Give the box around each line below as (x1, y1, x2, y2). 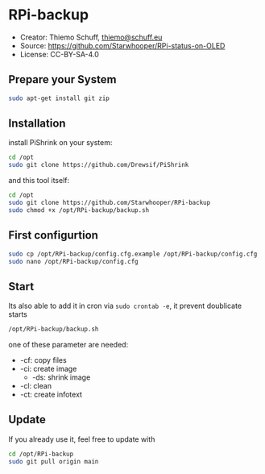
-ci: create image (19, 364, 77, 374)
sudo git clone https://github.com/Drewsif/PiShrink (8, 161, 189, 169)
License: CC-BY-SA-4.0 (19, 49, 99, 59)
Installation (8, 117, 66, 131)
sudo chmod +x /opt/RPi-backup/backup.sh (8, 206, 150, 214)
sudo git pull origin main (8, 457, 99, 465)
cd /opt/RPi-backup (8, 450, 74, 458)
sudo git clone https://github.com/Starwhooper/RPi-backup (8, 199, 211, 207)
